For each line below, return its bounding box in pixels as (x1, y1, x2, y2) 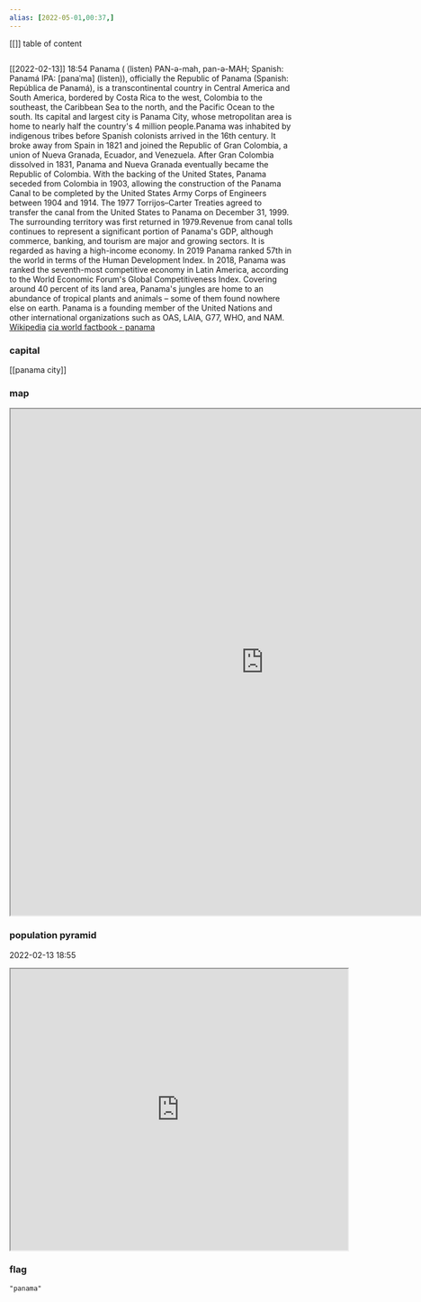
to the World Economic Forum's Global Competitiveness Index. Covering (9, 274, 277, 285)
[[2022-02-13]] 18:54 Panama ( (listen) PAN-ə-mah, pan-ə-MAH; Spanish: (9, 63, 284, 74)
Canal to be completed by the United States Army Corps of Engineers (9, 187, 267, 198)
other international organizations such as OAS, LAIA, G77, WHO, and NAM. (9, 312, 285, 322)
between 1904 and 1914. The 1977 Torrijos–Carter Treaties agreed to (9, 197, 263, 208)
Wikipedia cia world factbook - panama (9, 321, 156, 332)
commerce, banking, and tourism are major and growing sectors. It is (9, 235, 265, 246)
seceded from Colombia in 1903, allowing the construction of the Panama (9, 177, 282, 189)
